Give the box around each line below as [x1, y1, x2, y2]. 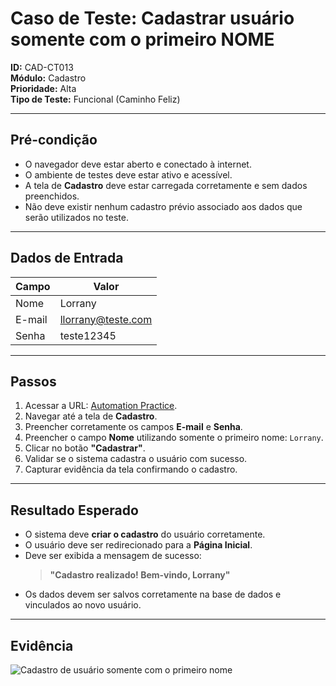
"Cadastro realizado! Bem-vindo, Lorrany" [49, 569, 231, 581]
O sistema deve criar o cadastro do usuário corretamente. [24, 528, 266, 541]
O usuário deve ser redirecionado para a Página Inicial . [24, 539, 253, 551]
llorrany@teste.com [59, 312, 153, 326]
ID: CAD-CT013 [10, 61, 74, 73]
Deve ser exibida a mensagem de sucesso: [24, 550, 202, 562]
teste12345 [59, 328, 117, 342]
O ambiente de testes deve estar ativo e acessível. [24, 168, 233, 181]
